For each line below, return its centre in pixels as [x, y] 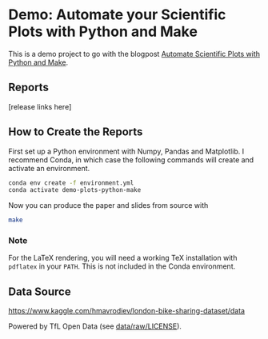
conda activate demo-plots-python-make [75, 190]
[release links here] [40, 106]
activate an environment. [49, 168]
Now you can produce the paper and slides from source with [108, 205]
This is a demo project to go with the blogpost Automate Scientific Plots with [134, 54]
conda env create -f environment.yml [71, 183]
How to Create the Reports [76, 132]
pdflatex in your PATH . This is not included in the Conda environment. [122, 266]
